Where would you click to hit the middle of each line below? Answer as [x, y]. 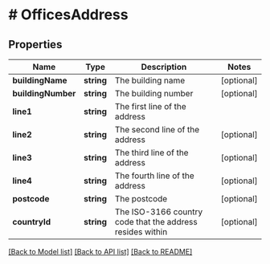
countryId [32, 222]
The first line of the [150, 106]
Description [164, 67]
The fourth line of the [154, 176]
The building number [154, 93]
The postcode [141, 199]
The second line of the [157, 130]
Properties [35, 45]
